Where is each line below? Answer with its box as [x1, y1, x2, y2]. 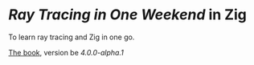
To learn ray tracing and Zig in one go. [8, 32, 135, 42]
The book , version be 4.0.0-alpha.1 [8, 47, 125, 57]
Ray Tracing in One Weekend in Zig [8, 6, 247, 24]
